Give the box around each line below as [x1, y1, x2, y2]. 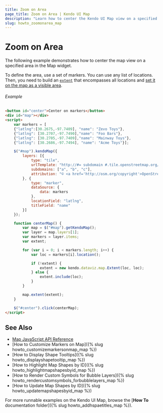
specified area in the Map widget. [5, 63, 72, 68]
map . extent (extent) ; [22, 292, 64, 297]
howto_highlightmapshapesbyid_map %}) [12, 367, 96, 373]
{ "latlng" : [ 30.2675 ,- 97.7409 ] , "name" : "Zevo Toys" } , [14, 127, 125, 132]
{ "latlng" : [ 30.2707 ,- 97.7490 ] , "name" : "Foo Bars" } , [14, 131, 123, 136]
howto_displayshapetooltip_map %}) [12, 357, 85, 363]
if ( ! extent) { [31, 261, 62, 266]
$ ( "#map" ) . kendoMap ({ [14, 149, 57, 154]
